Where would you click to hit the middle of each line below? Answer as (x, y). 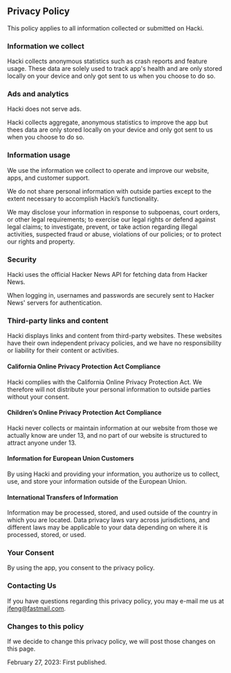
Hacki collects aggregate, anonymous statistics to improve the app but (108, 122)
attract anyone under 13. (42, 443)
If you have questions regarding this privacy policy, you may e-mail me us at (116, 601)
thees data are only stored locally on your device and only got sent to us (110, 130)
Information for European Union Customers (71, 459)
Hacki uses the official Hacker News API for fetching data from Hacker (108, 274)
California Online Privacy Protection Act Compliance (84, 366)
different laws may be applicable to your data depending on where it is (108, 527)
